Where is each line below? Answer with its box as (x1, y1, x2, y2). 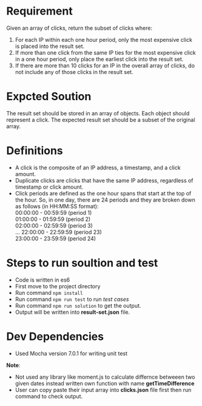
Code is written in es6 (15, 276, 70, 283)
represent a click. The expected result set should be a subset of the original (6, 116, 195, 123)
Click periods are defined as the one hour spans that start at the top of (15, 189, 192, 197)
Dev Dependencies (6, 330, 104, 343)
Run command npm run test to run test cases (15, 296, 129, 303)
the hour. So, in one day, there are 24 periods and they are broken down (15, 196, 195, 203)
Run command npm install (15, 289, 83, 296)
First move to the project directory (15, 282, 101, 289)
